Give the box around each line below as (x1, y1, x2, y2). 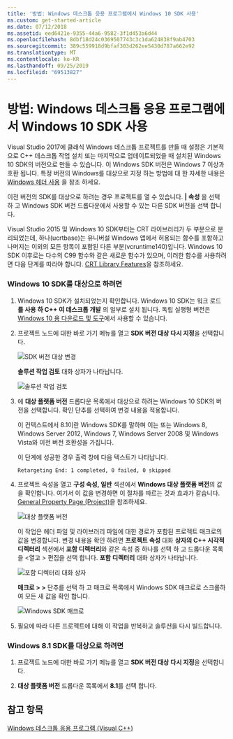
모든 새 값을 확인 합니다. (24, 591, 91, 600)
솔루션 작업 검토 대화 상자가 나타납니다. (17, 367, 123, 375)
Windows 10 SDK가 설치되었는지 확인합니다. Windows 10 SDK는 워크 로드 (17, 296, 222, 305)
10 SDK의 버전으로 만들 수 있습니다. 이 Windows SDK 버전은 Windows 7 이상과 (7, 160, 225, 168)
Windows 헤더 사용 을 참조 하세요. (7, 178, 101, 186)
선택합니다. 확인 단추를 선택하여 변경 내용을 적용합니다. (30, 406, 180, 414)
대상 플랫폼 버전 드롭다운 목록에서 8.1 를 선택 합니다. (17, 682, 157, 690)
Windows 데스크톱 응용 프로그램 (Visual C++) (7, 724, 134, 732)
